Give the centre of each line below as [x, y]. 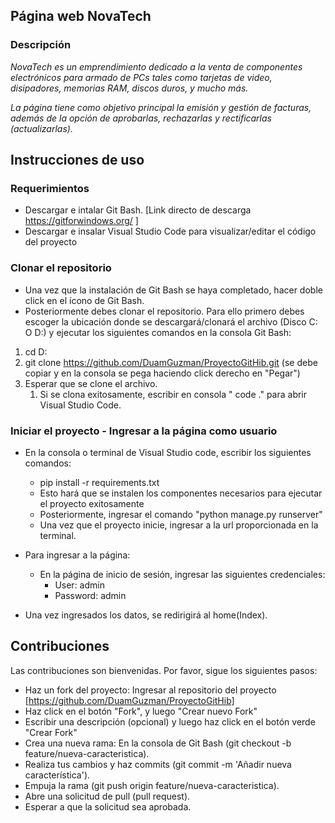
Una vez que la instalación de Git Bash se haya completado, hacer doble [173, 290]
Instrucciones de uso [77, 160]
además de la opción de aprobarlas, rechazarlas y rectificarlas [141, 118]
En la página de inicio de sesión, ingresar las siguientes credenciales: [182, 574]
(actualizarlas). [41, 128]
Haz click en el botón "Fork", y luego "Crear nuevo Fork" [141, 711]
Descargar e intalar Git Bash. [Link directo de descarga [138, 210]
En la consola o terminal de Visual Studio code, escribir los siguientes [168, 452]
